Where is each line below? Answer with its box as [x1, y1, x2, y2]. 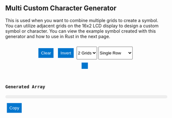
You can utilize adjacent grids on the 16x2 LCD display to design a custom [5, 23, 159, 29]
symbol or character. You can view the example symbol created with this [5, 28, 156, 34]
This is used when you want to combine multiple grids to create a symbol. [5, 17, 158, 23]
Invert [60, 50, 72, 56]
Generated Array [5, 84, 45, 90]
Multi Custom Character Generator [5, 4, 117, 13]
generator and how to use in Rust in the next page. [5, 33, 110, 39]
